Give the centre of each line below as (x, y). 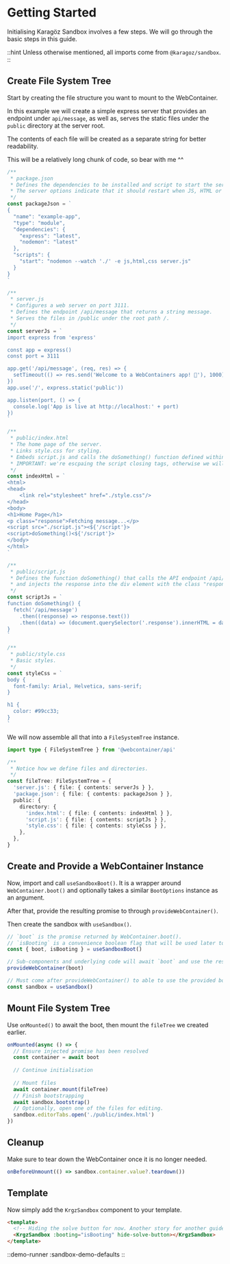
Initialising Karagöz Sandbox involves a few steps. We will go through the (110, 32)
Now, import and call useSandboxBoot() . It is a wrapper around (94, 882)
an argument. (26, 898)
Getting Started (52, 13)
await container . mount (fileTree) (61, 1089)
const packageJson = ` (39, 204)
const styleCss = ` (35, 673)
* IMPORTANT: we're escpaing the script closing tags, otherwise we (110, 464)
